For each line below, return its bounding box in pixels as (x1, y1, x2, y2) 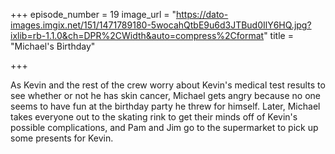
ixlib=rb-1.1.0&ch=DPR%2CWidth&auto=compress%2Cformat (10, 30, 265, 41)
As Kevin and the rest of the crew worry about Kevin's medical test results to (10, 79, 326, 91)
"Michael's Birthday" (10, 40, 96, 52)
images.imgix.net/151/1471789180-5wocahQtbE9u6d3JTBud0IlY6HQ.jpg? (10, 19, 312, 31)
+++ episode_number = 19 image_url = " (10, 9, 177, 20)
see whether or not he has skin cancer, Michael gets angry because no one (10, 90, 322, 101)
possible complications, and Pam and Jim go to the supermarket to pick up (10, 122, 319, 133)
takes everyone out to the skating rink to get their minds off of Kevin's (10, 111, 298, 123)
